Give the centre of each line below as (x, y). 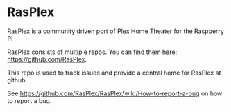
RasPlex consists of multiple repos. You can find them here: (92, 52)
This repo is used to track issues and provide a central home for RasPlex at (114, 73)
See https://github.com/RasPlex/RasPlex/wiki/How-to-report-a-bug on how (115, 93)
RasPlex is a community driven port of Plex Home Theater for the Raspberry (115, 31)
